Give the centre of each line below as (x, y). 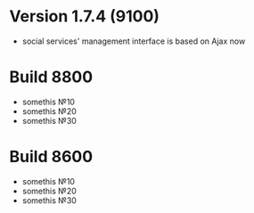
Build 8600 (51, 157)
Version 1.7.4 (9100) (85, 16)
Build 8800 (51, 77)
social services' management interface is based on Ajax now (134, 41)
